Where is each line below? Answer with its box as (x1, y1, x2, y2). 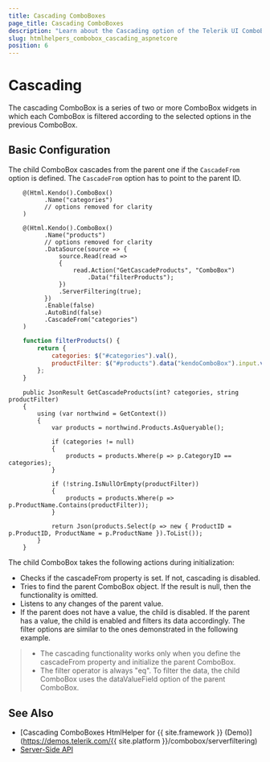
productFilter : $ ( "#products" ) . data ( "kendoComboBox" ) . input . (51, 359, 261, 367)
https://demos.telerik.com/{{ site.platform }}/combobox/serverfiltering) (22, 735, 258, 745)
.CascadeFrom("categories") (43, 315, 138, 323)
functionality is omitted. (19, 591, 99, 600)
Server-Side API (19, 744, 74, 754)
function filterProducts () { (22, 336, 121, 344)
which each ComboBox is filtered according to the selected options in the (8, 112, 252, 122)
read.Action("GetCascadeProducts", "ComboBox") (72, 266, 235, 274)
